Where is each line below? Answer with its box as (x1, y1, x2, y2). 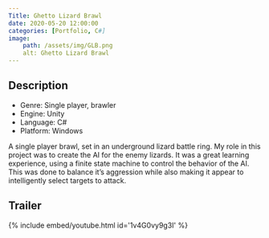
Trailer (8, 199, 42, 213)
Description (8, 79, 68, 92)
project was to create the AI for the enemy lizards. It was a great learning (8, 150, 250, 159)
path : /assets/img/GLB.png (22, 42, 113, 50)
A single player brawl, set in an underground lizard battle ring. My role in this (8, 142, 261, 151)
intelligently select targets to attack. (8, 175, 127, 185)
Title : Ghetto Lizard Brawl (8, 11, 103, 20)
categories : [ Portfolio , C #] (8, 27, 106, 35)
